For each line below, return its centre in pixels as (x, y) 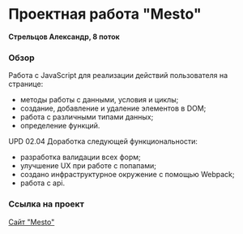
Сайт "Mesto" (32, 222)
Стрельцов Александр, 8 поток (64, 37)
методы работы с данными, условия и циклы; (99, 100)
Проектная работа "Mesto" (105, 14)
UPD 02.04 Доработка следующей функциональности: (103, 141)
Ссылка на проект (47, 204)
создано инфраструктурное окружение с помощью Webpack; (127, 175)
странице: (26, 84)
